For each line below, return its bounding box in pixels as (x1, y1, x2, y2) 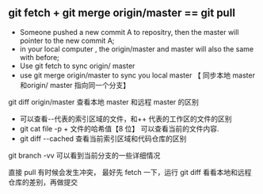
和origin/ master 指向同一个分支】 (19, 80, 131, 89)
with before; (19, 52, 59, 62)
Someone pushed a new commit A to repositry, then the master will (19, 27, 239, 36)
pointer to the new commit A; (19, 36, 115, 45)
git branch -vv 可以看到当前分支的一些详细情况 (8, 150, 161, 160)
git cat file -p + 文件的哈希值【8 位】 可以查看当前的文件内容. (19, 124, 219, 133)
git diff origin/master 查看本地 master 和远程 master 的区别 (8, 97, 200, 106)
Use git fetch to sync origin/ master (19, 61, 135, 70)
